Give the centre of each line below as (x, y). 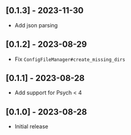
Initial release (31, 126)
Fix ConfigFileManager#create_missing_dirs (70, 59)
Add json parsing (36, 25)
